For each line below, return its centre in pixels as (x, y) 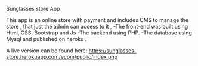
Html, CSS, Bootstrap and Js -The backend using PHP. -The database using (99, 33)
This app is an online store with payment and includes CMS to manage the (98, 20)
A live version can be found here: (47, 51)
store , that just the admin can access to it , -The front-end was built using (97, 26)
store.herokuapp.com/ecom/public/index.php (62, 57)
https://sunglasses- (113, 51)
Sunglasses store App (33, 9)
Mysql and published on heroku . (47, 39)
